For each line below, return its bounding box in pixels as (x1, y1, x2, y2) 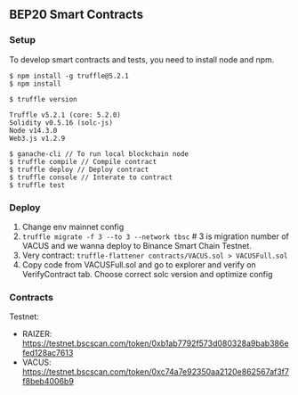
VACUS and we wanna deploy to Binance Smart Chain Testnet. (21, 240, 252, 251)
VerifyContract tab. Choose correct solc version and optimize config (21, 268, 273, 279)
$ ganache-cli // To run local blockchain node (9, 149, 189, 159)
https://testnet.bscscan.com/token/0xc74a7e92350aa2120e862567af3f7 (21, 366, 289, 377)
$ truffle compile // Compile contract (9, 157, 157, 166)
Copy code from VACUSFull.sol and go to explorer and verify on (21, 259, 256, 270)
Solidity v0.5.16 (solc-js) (9, 118, 114, 128)
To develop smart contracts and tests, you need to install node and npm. (9, 53, 275, 65)
